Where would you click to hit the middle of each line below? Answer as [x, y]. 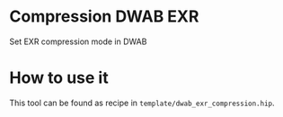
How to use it [59, 78]
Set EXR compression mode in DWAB [78, 41]
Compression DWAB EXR [104, 17]
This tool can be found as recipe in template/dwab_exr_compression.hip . [142, 103]
